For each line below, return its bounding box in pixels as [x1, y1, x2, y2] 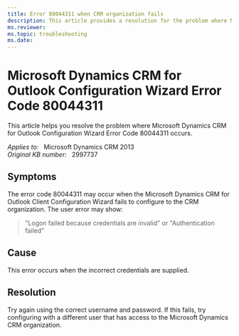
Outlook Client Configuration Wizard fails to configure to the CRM [7, 197, 199, 206]
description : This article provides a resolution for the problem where [7, 17, 228, 24]
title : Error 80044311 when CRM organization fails [7, 10, 164, 18]
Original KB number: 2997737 [7, 150, 98, 159]
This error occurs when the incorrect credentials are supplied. [7, 266, 190, 274]
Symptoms [7, 171, 57, 183]
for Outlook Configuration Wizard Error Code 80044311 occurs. [7, 129, 193, 137]
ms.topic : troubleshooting [7, 30, 87, 38]
